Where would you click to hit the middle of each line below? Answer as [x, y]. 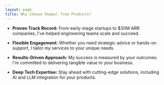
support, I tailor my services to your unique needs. [63, 48]
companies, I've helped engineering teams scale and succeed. [76, 33]
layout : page [18, 10]
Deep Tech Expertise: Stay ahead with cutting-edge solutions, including [85, 72]
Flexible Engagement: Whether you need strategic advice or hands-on [84, 42]
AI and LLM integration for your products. [54, 77]
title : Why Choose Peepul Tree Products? [48, 14]
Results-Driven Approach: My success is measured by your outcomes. [85, 57]
